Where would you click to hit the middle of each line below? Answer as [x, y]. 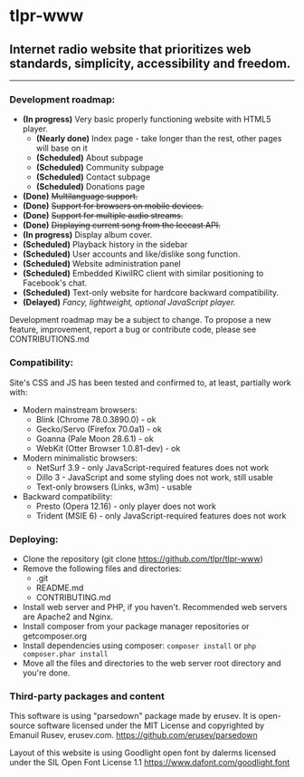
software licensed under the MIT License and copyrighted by [151, 725]
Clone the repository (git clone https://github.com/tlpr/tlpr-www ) [143, 558]
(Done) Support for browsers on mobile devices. [113, 206]
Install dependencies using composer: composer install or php [139, 646]
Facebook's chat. [55, 283]
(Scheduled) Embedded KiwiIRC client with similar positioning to [143, 274]
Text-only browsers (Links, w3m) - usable [114, 487]
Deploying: [34, 539]
